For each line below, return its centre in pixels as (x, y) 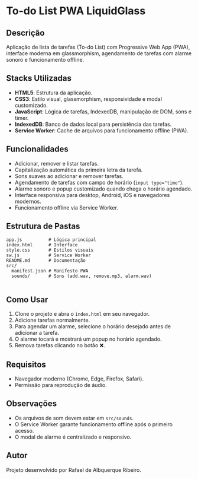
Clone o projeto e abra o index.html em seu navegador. (82, 314)
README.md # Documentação (46, 261)
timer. (22, 118)
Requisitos (26, 364)
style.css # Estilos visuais (50, 250)
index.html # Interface (42, 245)
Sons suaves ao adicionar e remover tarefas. (69, 176)
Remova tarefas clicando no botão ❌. (60, 345)
